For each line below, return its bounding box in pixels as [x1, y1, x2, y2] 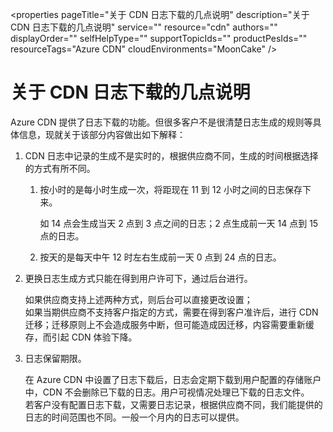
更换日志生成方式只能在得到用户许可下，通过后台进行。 [24, 272, 253, 284]
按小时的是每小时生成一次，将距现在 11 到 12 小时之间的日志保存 [39, 183, 303, 195]
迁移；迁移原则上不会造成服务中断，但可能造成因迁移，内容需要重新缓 [24, 318, 315, 330]
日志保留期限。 [24, 352, 87, 364]
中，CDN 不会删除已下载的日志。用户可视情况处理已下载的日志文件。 [24, 386, 310, 398]
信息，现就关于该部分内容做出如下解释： [18, 128, 186, 140]
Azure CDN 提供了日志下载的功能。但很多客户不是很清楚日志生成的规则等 [10, 116, 313, 128]
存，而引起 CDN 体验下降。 [24, 331, 138, 343]
